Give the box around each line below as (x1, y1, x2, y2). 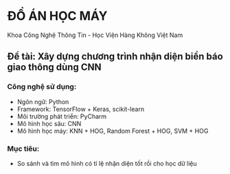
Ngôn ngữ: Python (16, 97, 69, 105)
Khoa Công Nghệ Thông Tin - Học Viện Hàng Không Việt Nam (7, 31, 183, 39)
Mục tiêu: (7, 144, 40, 153)
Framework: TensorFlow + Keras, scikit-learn (16, 105, 145, 113)
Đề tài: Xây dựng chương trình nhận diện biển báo (7, 51, 223, 62)
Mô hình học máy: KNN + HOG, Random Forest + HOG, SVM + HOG (16, 127, 209, 135)
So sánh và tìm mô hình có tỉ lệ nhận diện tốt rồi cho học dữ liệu (16, 159, 197, 167)
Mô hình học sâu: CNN (16, 119, 82, 127)
